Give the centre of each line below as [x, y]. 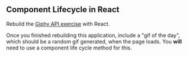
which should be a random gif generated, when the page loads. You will [94, 41]
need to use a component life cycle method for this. [69, 48]
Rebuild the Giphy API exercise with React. [58, 24]
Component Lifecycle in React [63, 10]
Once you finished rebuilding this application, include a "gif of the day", [93, 35]
